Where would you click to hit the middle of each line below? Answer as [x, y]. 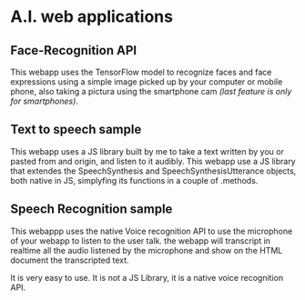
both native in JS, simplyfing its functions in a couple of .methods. [134, 180]
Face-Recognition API [74, 50]
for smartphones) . [44, 101]
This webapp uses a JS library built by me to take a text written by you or [147, 151]
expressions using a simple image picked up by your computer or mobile [147, 82]
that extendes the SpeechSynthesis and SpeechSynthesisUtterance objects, [153, 171]
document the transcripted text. [70, 260]
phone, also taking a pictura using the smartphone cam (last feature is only [151, 91]
